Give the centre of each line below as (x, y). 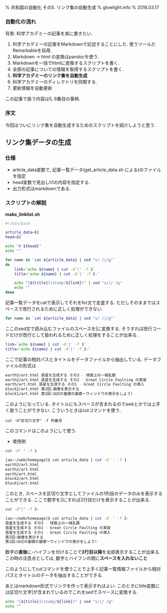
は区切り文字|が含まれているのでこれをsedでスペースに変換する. (71, 592)
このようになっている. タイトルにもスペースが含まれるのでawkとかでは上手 (83, 404)
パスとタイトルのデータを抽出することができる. (54, 575)
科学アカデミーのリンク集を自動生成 (50, 76)
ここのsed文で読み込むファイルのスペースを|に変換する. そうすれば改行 (79, 329)
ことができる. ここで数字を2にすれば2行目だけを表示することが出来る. (78, 500)
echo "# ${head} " (23, 246)
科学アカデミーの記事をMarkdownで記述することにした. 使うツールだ (84, 44)
